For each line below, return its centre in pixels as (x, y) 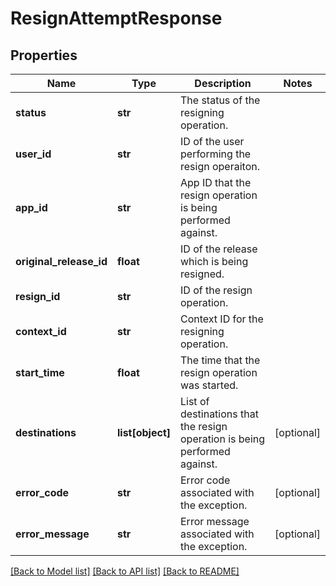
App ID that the (216, 182)
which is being (214, 261)
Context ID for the (222, 319)
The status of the (220, 100)
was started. (209, 385)
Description (223, 83)
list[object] (143, 432)
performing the (216, 154)
